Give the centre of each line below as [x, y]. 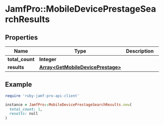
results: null [24, 114]
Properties [21, 37]
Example [19, 85]
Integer [48, 59]
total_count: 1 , [26, 109]
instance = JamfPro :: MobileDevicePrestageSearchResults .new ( [69, 104]
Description [140, 51]
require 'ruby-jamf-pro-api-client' [42, 96]
